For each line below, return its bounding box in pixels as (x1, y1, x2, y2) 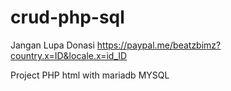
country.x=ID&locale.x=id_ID (10, 49, 128, 61)
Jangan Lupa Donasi (10, 39, 95, 51)
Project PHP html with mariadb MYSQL (10, 69, 170, 81)
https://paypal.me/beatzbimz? (96, 39, 222, 51)
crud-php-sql (10, 6, 125, 29)
